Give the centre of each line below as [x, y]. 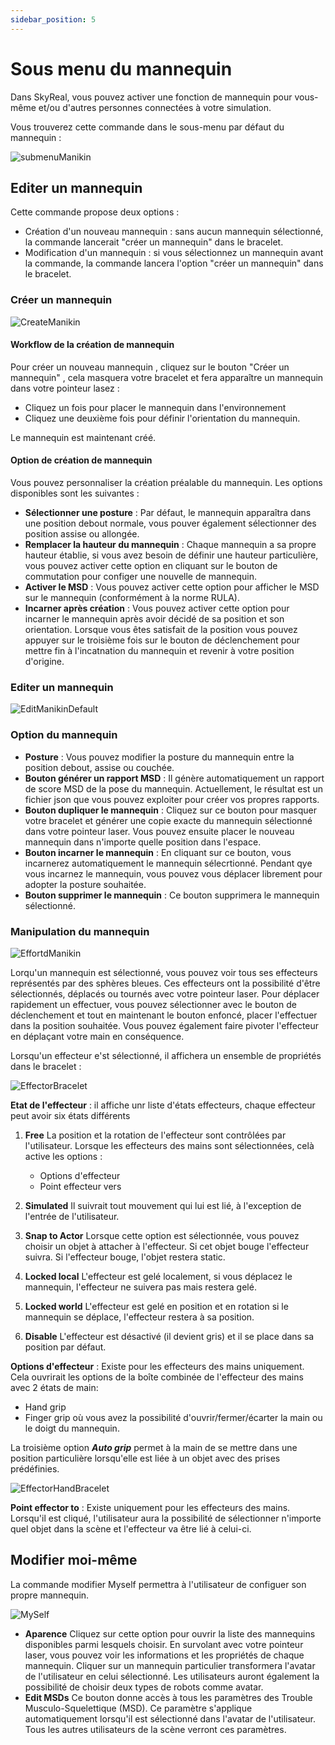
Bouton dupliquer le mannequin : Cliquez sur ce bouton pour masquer [170, 810]
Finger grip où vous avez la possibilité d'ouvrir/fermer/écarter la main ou [173, 1417]
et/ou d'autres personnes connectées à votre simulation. [155, 107]
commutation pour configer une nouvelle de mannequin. [141, 577]
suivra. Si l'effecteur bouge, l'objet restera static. [125, 1257]
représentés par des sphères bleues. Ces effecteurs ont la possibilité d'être [165, 983]
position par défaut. [65, 1347]
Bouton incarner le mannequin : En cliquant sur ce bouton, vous [158, 852]
